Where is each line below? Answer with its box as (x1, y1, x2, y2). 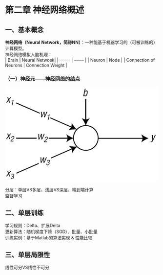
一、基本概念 (5, 25, 44, 34)
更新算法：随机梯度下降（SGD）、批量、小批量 (5, 229, 98, 235)
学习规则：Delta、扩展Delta (5, 223, 61, 229)
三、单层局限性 (5, 251, 50, 259)
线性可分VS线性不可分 (5, 265, 50, 271)
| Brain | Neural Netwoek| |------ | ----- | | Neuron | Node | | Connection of (5, 57, 155, 63)
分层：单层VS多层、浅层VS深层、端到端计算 (5, 187, 94, 193)
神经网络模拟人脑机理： (5, 52, 52, 57)
